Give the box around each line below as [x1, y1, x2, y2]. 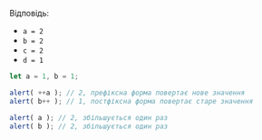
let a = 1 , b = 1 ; [9, 72, 79, 81]
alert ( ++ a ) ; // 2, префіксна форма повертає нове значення [9, 88, 246, 97]
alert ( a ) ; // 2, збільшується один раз [9, 113, 169, 122]
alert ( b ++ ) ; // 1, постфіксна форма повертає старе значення [9, 96, 254, 105]
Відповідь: [9, 8, 50, 18]
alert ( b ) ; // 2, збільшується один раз [9, 122, 169, 131]
